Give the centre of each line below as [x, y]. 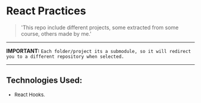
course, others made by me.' [56, 33]
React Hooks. [30, 94]
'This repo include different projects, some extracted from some [100, 27]
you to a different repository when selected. [65, 57]
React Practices [46, 11]
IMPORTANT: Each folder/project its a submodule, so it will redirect [99, 51]
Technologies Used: [44, 81]
